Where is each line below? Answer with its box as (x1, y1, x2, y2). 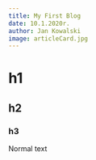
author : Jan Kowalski (8, 27, 81, 35)
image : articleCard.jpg (8, 34, 89, 43)
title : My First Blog (8, 11, 81, 20)
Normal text (8, 144, 48, 154)
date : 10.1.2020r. (8, 19, 70, 27)
